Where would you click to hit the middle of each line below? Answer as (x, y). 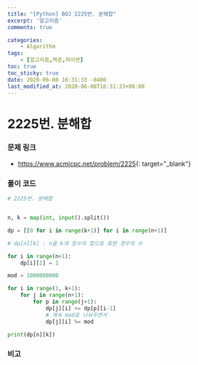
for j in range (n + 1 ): (52, 295)
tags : (15, 53)
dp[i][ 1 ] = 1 (40, 263)
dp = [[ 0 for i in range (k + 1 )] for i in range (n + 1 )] (87, 231)
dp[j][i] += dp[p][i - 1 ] (80, 308)
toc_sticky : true (33, 73)
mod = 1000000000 (33, 276)
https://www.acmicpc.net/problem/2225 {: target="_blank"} (104, 164)
